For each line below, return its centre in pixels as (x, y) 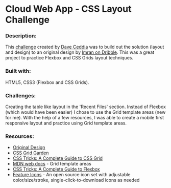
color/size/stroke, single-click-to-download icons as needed (76, 180)
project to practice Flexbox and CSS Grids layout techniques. (69, 58)
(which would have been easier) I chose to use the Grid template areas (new (86, 112)
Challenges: (21, 95)
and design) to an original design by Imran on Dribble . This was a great (80, 52)
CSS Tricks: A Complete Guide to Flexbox (56, 169)
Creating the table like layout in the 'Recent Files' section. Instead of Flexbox (86, 107)
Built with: (18, 71)
